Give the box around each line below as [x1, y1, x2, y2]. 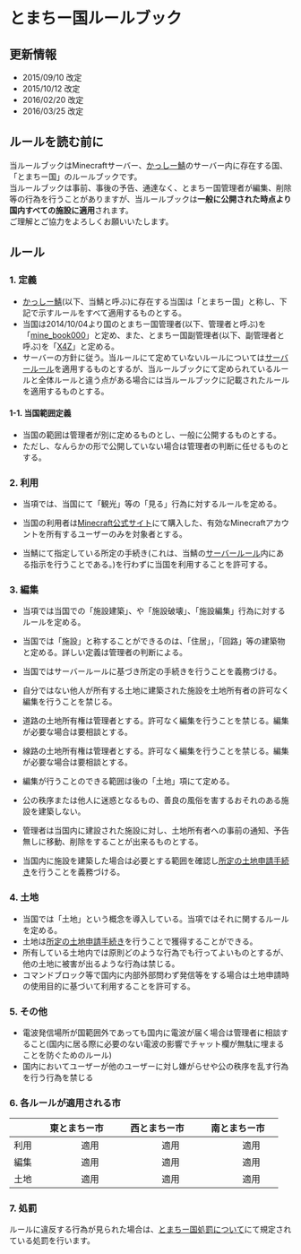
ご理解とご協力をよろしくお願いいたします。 [9, 216, 174, 227]
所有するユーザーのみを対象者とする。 [46, 529, 188, 539]
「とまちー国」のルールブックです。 [9, 171, 142, 182]
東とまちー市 [49, 1122, 105, 1135]
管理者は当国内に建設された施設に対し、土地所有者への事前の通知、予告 [21, 826, 289, 836]
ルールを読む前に [9, 134, 104, 150]
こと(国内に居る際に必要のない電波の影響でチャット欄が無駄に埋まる [30, 1038, 285, 1049]
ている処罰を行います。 [9, 1235, 96, 1246]
